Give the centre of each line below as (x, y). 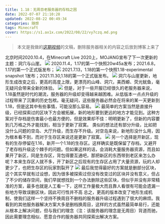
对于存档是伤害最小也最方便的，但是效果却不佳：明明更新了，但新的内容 (82, 119)
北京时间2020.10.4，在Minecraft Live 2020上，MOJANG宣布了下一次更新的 (82, 57)
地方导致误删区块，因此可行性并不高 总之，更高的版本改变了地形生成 (79, 192)
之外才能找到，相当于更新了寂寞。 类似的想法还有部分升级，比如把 (89, 125)
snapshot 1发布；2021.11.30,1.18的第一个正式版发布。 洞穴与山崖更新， (79, 76)
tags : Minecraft (22, 28)
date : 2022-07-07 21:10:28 (33, 14)
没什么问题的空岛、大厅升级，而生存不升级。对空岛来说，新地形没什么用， (80, 131)
